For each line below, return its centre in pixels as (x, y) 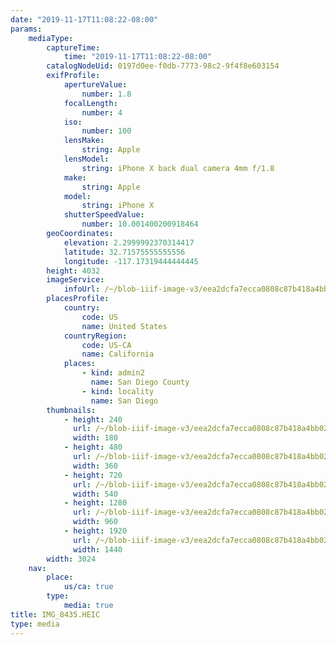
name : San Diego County (140, 382)
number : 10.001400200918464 (140, 224)
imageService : (75, 280)
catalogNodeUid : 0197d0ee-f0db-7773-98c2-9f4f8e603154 (163, 66)
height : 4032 (73, 271)
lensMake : (84, 141)
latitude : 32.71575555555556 (124, 252)
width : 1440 (98, 549)
